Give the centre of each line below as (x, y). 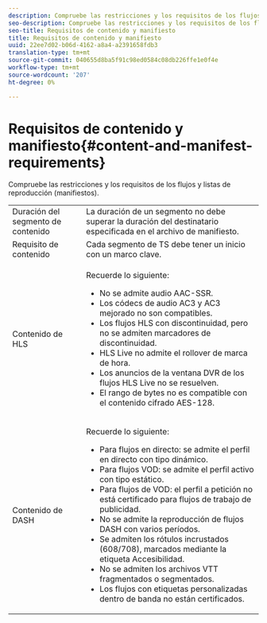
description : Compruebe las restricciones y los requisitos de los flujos (135, 16)
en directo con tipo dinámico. (153, 460)
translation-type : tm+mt (49, 53)
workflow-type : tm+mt (44, 68)
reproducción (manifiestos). (54, 193)
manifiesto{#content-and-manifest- (130, 145)
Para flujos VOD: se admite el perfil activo (176, 469)
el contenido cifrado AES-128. (157, 403)
